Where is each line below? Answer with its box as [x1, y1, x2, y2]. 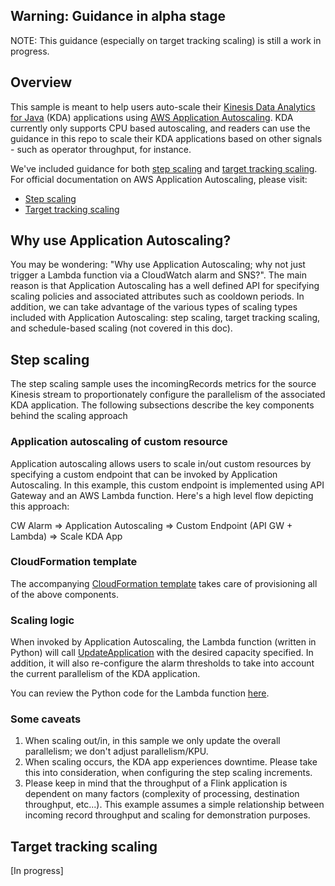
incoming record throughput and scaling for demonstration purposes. [24, 809, 311, 821]
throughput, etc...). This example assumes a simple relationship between [24, 799, 325, 811]
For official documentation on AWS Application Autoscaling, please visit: [10, 173, 308, 185]
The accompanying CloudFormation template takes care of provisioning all [10, 577, 318, 589]
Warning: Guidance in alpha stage [10, 8, 227, 25]
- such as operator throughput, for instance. [10, 143, 192, 155]
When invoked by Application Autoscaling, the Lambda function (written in [10, 636, 317, 648]
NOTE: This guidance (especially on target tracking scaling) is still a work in [10, 34, 322, 46]
